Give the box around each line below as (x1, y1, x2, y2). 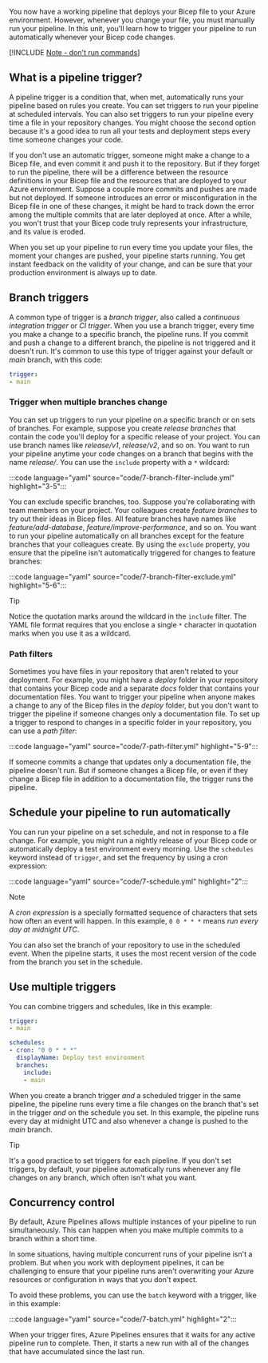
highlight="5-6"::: (9, 580, 67, 590)
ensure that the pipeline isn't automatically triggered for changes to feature (9, 547, 256, 557)
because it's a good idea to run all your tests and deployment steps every (9, 126, 250, 135)
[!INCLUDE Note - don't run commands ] (9, 48, 140, 57)
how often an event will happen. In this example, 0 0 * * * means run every (9, 916, 258, 925)
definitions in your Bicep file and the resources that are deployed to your (9, 175, 247, 185)
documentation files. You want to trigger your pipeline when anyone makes (9, 692, 256, 701)
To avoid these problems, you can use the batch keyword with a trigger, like (9, 1290, 258, 1300)
